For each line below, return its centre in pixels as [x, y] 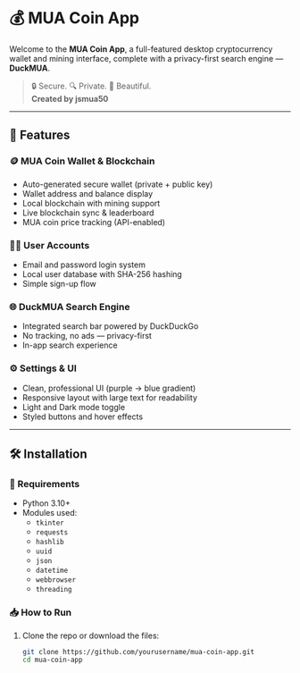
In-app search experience [70, 345]
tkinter [50, 523]
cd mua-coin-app [52, 660]
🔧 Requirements [45, 484]
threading [54, 590]
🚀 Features [40, 135]
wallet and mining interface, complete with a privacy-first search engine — [146, 58]
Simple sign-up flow [59, 283]
